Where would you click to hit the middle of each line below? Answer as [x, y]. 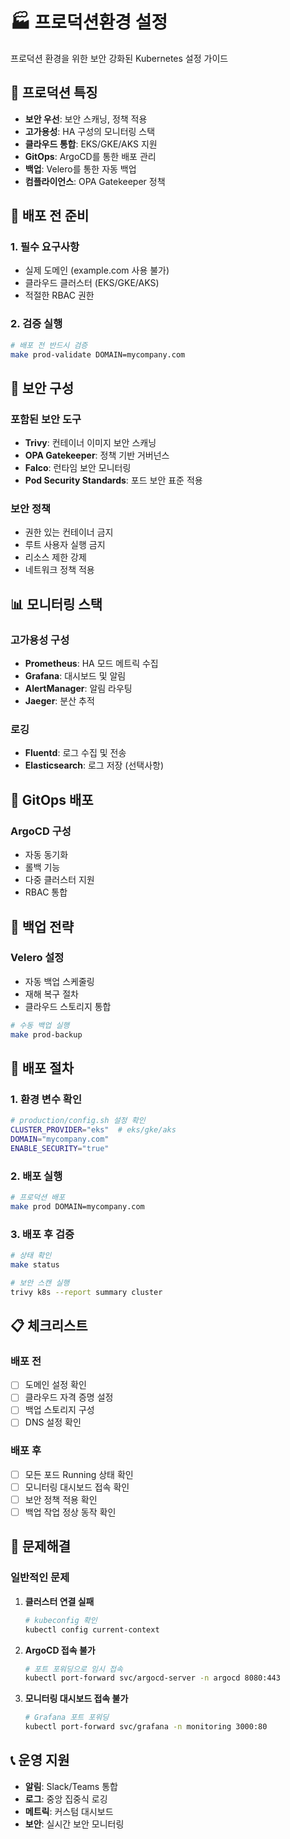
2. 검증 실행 [36, 324]
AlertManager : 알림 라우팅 [78, 689]
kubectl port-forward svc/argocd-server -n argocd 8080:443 [152, 1678]
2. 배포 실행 [36, 1176]
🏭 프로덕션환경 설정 [89, 22]
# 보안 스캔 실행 [40, 1283]
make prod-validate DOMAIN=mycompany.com [98, 354]
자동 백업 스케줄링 [59, 981]
